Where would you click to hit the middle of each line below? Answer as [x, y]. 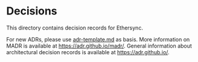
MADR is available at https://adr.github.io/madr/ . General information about [99, 46]
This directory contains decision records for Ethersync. [75, 28]
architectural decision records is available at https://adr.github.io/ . [88, 52]
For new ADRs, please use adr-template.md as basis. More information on [98, 39]
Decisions [32, 11]
